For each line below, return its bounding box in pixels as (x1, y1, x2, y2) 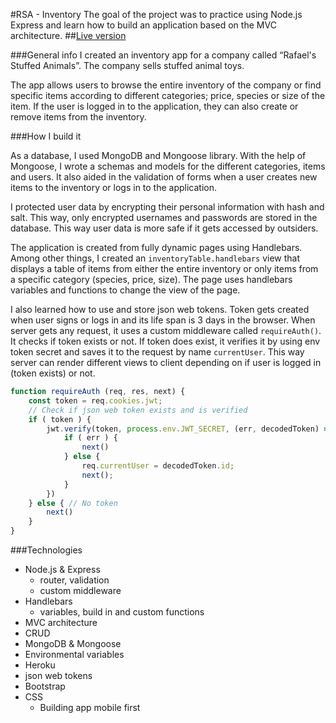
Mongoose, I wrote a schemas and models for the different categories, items (10, 160, 326, 172)
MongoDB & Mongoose (24, 638, 122, 649)
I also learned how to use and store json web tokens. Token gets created (10, 304, 310, 315)
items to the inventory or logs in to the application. (10, 182, 218, 193)
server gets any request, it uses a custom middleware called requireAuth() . (10, 325, 322, 336)
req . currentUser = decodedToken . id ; (81, 461, 235, 471)
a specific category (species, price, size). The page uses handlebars (10, 274, 293, 285)
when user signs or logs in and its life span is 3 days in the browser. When (10, 314, 316, 326)
